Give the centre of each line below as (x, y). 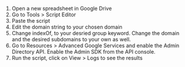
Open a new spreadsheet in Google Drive (62, 8)
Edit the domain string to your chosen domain (67, 27)
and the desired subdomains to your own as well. (71, 39)
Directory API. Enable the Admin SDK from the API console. (84, 52)
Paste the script (31, 21)
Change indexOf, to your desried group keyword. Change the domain (95, 33)
